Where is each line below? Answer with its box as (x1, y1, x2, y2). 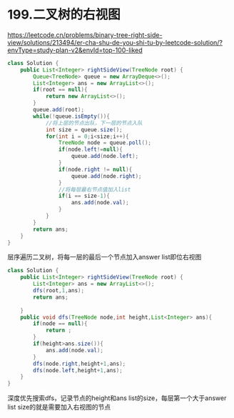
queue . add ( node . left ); (71, 153, 139, 160)
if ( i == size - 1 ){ (58, 192, 111, 200)
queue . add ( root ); (33, 106, 84, 114)
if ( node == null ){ (33, 320, 88, 327)
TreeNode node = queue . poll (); (58, 139, 152, 146)
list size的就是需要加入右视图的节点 (7, 403, 111, 412)
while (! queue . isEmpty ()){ (33, 112, 111, 120)
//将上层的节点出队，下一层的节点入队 (45, 119, 143, 126)
